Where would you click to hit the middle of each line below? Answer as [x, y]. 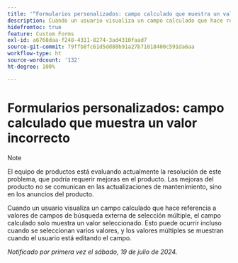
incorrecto [39, 138]
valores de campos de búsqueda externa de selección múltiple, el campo [114, 215]
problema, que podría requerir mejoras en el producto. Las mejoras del [110, 179]
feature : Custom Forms [41, 34]
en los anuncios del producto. [51, 194]
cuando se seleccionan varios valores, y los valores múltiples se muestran [116, 230]
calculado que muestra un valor [102, 123]
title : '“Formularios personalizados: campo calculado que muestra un [114, 14]
